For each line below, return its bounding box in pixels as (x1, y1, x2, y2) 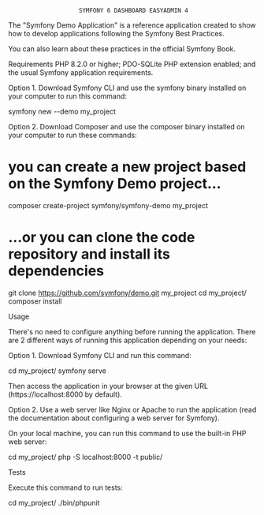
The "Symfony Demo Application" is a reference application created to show (8, 21, 256, 30)
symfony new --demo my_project (8, 106, 117, 116)
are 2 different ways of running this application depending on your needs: (8, 335, 247, 345)
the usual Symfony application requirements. (8, 68, 154, 77)
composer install (8, 296, 62, 306)
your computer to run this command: (8, 91, 128, 101)
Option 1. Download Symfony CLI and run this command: (8, 350, 191, 360)
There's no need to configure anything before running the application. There (8, 327, 256, 336)
